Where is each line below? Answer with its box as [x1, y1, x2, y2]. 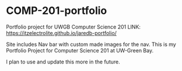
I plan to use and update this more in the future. [6, 58, 121, 65]
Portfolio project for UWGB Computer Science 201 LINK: [6, 23, 141, 30]
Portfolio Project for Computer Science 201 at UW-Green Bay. [6, 47, 153, 54]
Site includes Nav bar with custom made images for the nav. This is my [6, 41, 176, 48]
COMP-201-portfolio [6, 4, 107, 17]
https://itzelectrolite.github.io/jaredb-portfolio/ [6, 29, 117, 36]
